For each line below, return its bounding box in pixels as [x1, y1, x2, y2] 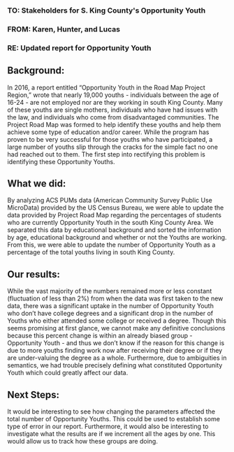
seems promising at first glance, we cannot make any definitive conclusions [7, 324, 226, 333]
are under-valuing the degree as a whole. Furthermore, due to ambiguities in [7, 353, 227, 362]
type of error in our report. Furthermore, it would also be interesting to [7, 422, 209, 431]
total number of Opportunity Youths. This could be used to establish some [7, 415, 220, 423]
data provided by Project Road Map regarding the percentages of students [7, 211, 222, 219]
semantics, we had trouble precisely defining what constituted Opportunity [7, 361, 223, 370]
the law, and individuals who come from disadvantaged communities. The [7, 112, 219, 121]
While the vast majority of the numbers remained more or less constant [7, 287, 212, 296]
